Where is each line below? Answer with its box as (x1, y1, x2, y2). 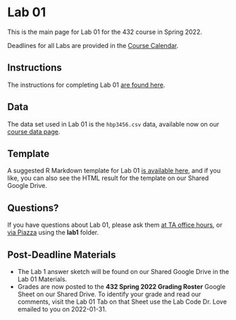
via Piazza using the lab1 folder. (7, 228, 99, 237)
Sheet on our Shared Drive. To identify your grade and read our (17, 290, 201, 298)
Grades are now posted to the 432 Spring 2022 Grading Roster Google (17, 283, 226, 290)
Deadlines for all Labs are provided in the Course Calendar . (7, 41, 179, 49)
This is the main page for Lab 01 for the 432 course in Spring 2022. (7, 28, 202, 36)
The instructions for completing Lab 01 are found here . (7, 81, 166, 89)
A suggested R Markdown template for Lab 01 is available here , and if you (7, 167, 221, 175)
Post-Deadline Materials (7, 249, 116, 261)
